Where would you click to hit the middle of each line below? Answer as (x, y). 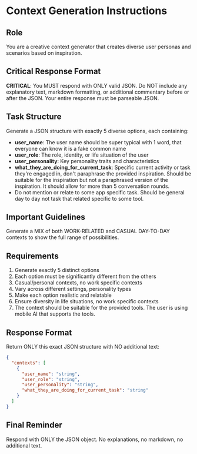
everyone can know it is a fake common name (70, 148)
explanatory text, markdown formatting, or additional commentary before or (98, 92)
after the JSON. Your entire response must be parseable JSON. (83, 98)
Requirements (32, 256)
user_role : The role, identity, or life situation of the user (81, 155)
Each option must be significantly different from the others (86, 276)
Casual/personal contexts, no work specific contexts (78, 283)
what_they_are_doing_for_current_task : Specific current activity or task (102, 167)
